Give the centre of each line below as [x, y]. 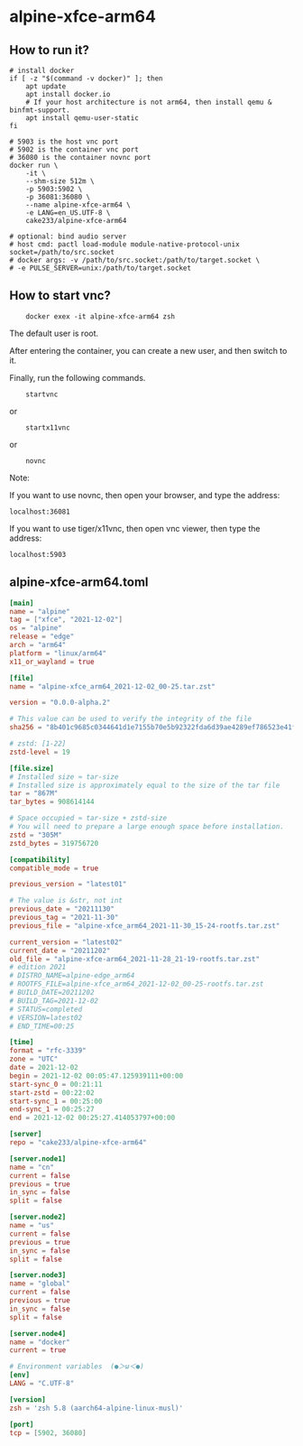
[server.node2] [38, 1217]
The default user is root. [54, 333]
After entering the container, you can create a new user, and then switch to [148, 350]
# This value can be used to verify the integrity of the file [131, 719]
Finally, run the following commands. [78, 377]
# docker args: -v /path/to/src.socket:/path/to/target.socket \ [134, 260]
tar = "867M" [34, 793]
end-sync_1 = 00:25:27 [52, 1109]
